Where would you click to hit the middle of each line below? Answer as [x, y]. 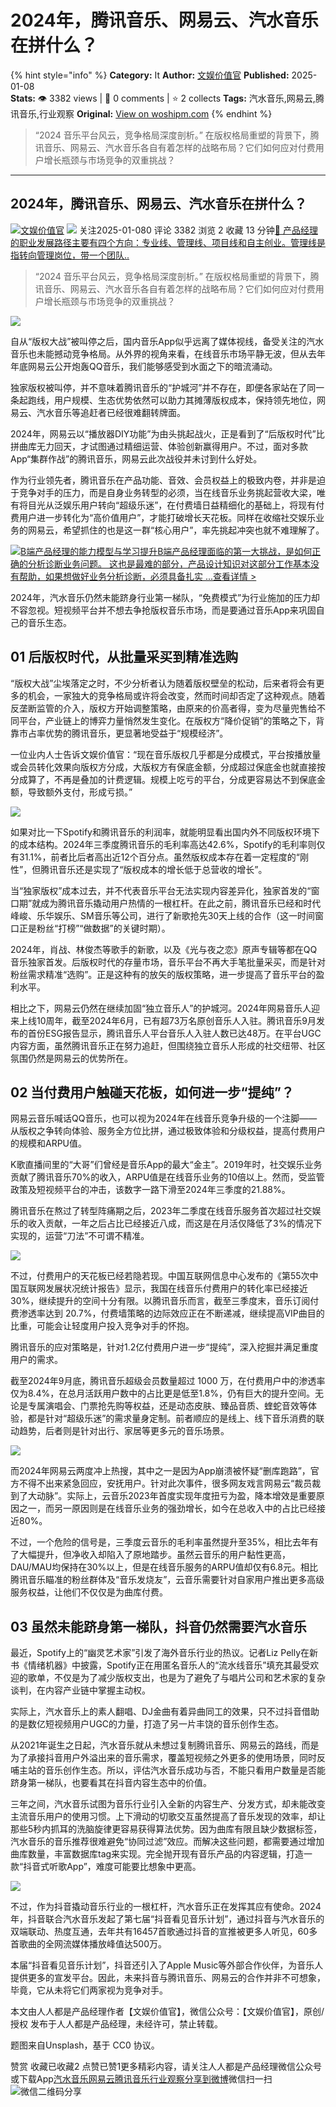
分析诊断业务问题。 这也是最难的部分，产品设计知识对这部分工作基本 [169, 563]
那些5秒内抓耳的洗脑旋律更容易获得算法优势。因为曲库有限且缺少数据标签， [166, 1829]
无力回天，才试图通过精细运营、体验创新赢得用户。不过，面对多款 [172, 446]
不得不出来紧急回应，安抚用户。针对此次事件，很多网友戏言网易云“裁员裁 [170, 1483]
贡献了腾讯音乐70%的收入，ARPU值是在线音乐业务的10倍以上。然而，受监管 [167, 1177]
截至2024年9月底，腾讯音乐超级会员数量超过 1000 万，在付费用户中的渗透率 [168, 1381]
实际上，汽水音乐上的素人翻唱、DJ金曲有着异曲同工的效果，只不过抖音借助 [165, 1712]
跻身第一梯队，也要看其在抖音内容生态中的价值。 [111, 1783]
